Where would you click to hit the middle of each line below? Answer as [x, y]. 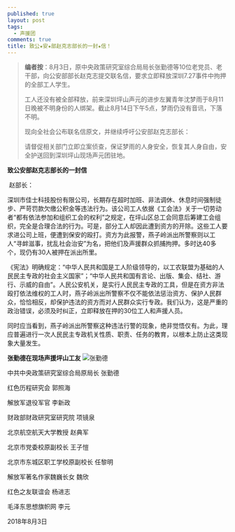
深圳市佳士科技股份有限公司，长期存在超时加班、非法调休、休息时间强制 [111, 200]
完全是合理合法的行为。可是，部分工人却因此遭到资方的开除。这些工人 [120, 226]
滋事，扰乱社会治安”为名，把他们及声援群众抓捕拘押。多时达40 [120, 243]
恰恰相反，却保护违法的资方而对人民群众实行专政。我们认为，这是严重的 [123, 302]
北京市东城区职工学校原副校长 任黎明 [60, 462]
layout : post [26, 20]
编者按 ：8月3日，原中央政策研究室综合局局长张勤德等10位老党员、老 [123, 67]
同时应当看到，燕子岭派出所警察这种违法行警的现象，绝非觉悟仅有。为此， [114, 325]
